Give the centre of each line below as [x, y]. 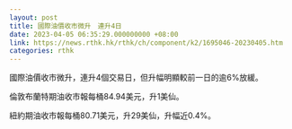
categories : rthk [42, 51]
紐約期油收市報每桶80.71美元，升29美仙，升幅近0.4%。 [113, 116]
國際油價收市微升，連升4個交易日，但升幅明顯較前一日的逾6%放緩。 [136, 78]
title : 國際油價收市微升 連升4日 [66, 26]
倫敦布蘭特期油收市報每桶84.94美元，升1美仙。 [97, 97]
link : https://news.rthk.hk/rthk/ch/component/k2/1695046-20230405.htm [146, 43]
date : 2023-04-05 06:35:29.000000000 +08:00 [94, 34]
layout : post [34, 17]
